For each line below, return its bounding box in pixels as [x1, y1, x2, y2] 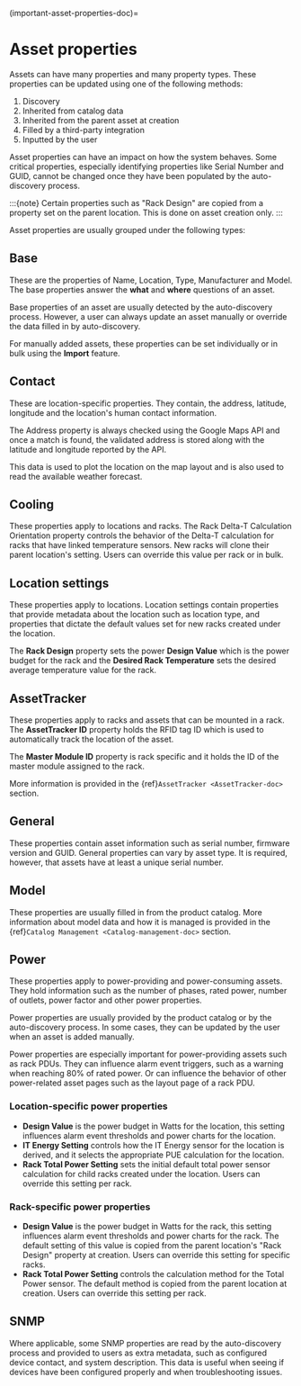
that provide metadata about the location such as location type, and [9, 609, 261, 620]
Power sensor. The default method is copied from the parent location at [22, 1278, 288, 1290]
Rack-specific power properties [9, 1201, 151, 1213]
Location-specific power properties [9, 1100, 168, 1112]
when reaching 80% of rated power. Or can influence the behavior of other [9, 1068, 288, 1079]
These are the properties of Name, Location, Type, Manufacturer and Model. [9, 274, 293, 285]
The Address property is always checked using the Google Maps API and [9, 425, 280, 436]
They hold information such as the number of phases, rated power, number [9, 985, 288, 996]
